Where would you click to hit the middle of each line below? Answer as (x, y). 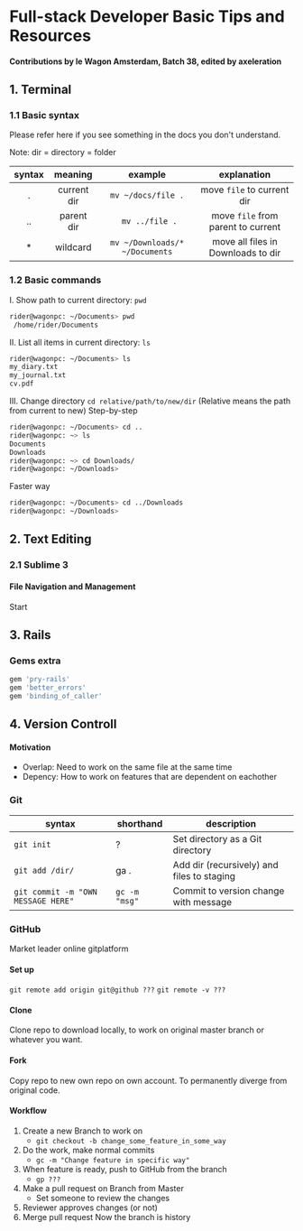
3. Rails (30, 635)
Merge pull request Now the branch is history (106, 1217)
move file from (245, 216)
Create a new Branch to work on (83, 1131)
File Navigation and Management (73, 586)
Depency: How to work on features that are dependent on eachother (150, 777)
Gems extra (35, 661)
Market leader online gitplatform (69, 949)
